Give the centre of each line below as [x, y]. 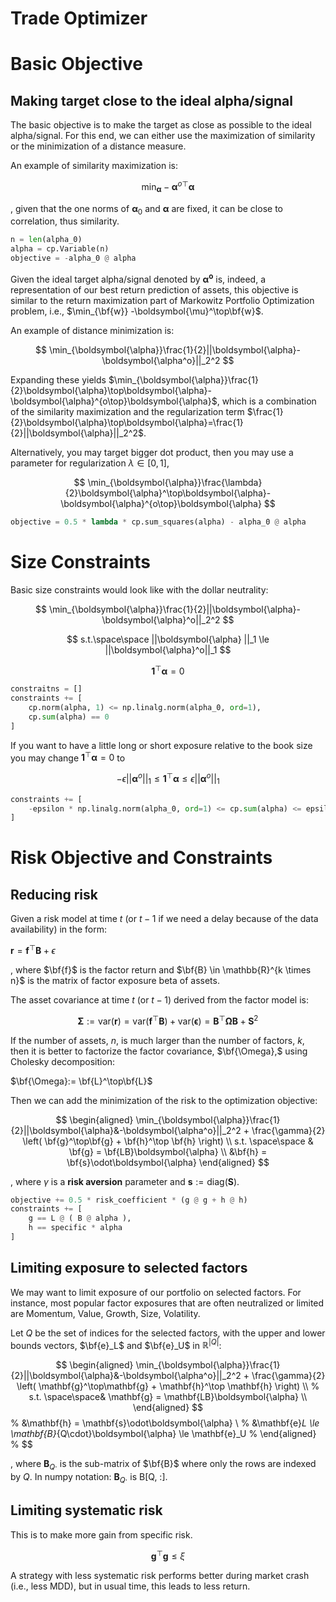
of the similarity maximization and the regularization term [127, 411]
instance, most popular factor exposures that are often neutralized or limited [167, 1303]
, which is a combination [266, 401]
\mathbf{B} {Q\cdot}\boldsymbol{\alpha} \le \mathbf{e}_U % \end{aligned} [163, 1434]
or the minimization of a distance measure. [98, 146]
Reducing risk [54, 894]
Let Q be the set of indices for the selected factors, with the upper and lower [168, 1333]
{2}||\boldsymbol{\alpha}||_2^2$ [77, 433]
